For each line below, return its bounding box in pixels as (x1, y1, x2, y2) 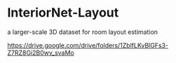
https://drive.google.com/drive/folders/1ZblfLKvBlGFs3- (7, 41, 169, 49)
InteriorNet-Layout (7, 5, 119, 21)
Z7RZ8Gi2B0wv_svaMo (7, 48, 75, 57)
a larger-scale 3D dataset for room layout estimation (7, 28, 158, 36)
